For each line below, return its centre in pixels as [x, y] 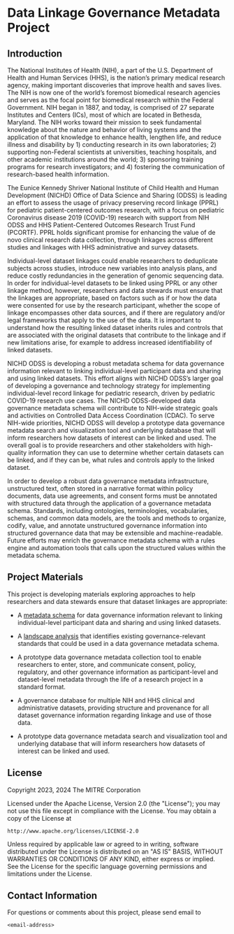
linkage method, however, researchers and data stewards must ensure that [115, 290]
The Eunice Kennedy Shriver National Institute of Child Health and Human [113, 188]
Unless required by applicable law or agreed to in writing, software [103, 844]
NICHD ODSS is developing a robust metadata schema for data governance [116, 364]
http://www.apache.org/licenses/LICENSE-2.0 [73, 831]
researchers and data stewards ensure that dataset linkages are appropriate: [117, 601]
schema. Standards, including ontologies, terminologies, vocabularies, [108, 511]
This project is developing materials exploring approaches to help [101, 594]
